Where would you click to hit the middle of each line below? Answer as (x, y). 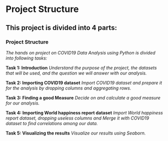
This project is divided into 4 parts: (61, 28)
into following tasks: (26, 58)
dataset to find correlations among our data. (52, 123)
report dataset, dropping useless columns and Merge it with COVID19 (77, 118)
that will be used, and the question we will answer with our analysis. (76, 73)
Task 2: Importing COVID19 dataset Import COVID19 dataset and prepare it (84, 82)
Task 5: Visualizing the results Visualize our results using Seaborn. (76, 133)
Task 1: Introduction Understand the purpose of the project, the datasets (81, 67)
